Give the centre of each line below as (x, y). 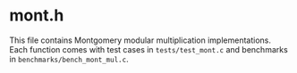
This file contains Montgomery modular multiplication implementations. (140, 40)
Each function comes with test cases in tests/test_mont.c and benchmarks (148, 49)
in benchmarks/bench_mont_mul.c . (69, 59)
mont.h (37, 16)
